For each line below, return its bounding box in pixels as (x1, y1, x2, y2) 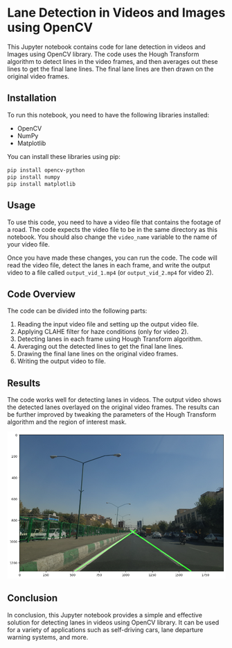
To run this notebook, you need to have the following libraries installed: (7, 110, 210, 119)
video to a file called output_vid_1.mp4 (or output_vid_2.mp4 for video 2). (7, 268, 214, 276)
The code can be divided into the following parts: (7, 307, 148, 315)
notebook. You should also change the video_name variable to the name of (7, 233, 217, 241)
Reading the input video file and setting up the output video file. (17, 320, 199, 329)
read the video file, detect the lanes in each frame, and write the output (7, 260, 211, 269)
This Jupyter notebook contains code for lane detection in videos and (7, 42, 206, 51)
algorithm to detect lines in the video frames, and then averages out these (7, 57, 218, 65)
